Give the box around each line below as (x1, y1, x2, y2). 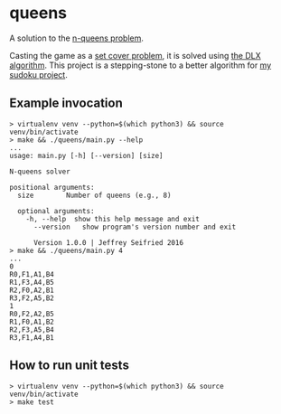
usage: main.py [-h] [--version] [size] (9, 151, 164, 160)
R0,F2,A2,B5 (9, 309, 54, 318)
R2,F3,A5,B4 (9, 325, 54, 334)
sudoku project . (9, 69, 68, 80)
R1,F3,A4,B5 (9, 278, 54, 287)
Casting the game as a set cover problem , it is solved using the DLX (9, 50, 262, 61)
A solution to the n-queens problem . (9, 33, 145, 43)
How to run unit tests (9, 358, 129, 373)
